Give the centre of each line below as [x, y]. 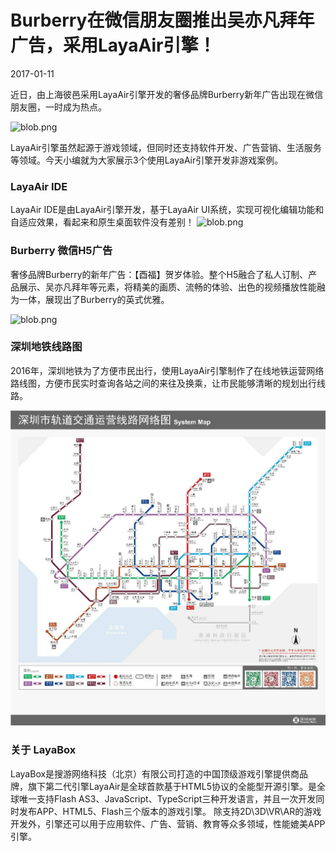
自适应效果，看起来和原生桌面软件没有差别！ [102, 222]
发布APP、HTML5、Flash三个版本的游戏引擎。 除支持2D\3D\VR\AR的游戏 [170, 811]
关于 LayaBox [43, 750]
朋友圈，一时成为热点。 [58, 107]
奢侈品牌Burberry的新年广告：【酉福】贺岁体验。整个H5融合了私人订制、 [159, 274]
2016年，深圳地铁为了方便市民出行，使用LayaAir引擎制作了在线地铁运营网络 [167, 370]
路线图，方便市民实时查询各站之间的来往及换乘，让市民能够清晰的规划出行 [163, 383]
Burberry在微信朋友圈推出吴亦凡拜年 [162, 20]
